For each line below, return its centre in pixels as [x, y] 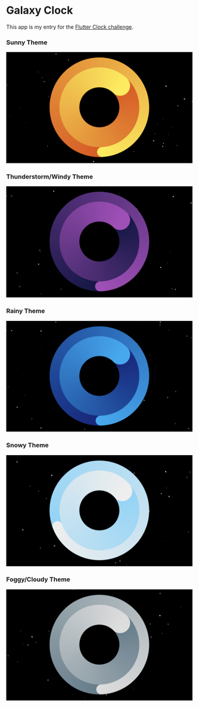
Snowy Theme [27, 445]
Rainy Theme [26, 311]
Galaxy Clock [40, 10]
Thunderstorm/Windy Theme [50, 177]
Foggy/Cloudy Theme [38, 579]
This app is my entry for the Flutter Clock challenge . [70, 27]
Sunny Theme [27, 42]
